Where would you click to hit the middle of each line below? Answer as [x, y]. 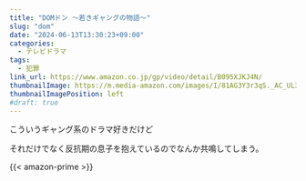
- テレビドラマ [42, 52]
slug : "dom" [32, 26]
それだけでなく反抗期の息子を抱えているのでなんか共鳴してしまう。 [137, 149]
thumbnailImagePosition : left [67, 94]
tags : [20, 60]
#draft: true [34, 102]
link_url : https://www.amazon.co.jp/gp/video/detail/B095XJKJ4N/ [136, 77]
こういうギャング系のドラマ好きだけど [81, 129]
